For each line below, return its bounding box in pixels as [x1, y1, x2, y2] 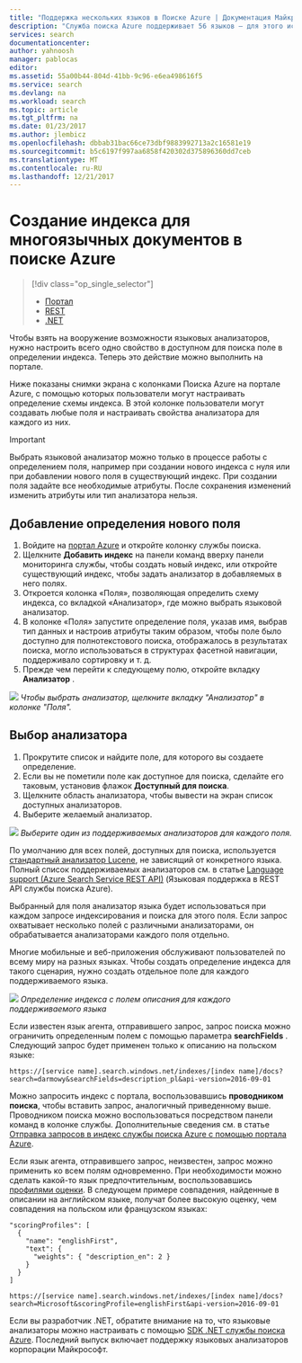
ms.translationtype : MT [9, 155, 99, 165]
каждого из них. [9, 417, 72, 428]
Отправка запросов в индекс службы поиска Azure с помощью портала [9, 1128, 288, 1139]
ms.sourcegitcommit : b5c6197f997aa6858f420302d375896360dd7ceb [9, 147, 252, 156]
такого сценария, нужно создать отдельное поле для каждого [9, 966, 250, 976]
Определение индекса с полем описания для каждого [20, 993, 231, 1004]
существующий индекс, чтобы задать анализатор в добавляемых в [22, 568, 282, 579]
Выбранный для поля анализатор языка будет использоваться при [9, 900, 267, 911]
